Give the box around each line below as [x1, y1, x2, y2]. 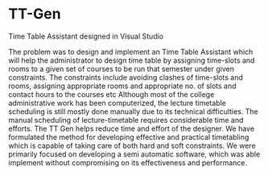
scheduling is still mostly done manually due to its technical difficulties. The [8, 106, 259, 116]
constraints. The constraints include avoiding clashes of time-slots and [8, 72, 244, 82]
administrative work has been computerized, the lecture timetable [8, 98, 227, 108]
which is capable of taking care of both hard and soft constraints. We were [8, 140, 256, 150]
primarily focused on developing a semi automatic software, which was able [8, 149, 261, 159]
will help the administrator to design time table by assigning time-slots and [8, 55, 255, 65]
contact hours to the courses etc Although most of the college [8, 89, 215, 99]
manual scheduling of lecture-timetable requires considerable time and [8, 115, 244, 124]
